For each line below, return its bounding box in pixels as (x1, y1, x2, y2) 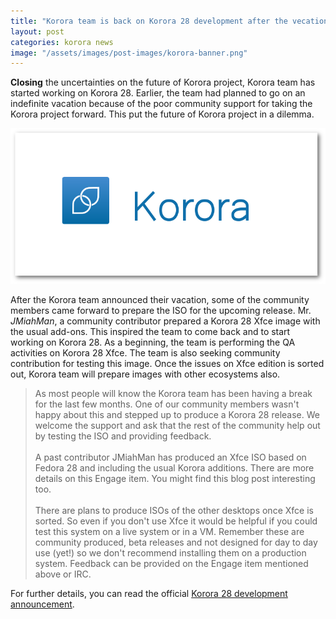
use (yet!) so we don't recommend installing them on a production (34, 546, 307, 559)
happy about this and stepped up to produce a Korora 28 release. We (34, 408, 320, 420)
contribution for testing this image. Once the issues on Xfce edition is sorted (10, 357, 325, 369)
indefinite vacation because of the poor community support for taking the (10, 98, 313, 110)
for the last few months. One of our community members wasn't (34, 398, 300, 410)
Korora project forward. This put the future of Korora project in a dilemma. (10, 108, 315, 120)
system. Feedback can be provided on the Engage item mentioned (34, 557, 309, 569)
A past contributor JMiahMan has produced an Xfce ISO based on (34, 451, 307, 463)
